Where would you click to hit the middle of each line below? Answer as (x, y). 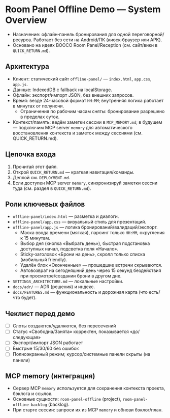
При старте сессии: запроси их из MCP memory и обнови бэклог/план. (88, 410)
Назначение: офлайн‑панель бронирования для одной (72, 34)
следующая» (27, 338)
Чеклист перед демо (40, 313)
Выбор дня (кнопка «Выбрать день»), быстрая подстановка (85, 243)
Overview (26, 20)
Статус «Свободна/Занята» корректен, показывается (71, 331)
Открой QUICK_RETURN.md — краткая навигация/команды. (73, 172)
